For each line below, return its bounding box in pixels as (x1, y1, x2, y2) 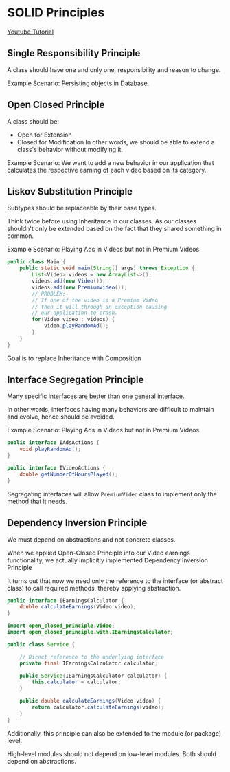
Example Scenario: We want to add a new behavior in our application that (7, 158, 214, 166)
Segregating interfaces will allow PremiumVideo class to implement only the (7, 489, 218, 498)
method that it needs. (7, 497, 67, 505)
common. (7, 232, 34, 240)
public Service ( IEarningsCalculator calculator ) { (19, 672, 168, 679)
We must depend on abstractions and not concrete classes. (7, 535, 176, 544)
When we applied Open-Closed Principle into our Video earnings (7, 549, 190, 557)
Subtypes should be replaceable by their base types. (7, 204, 157, 212)
